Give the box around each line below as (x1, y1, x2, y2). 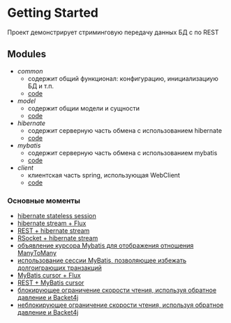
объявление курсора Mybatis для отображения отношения (17, 241, 194, 250)
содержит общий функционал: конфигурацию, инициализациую (27, 74, 218, 82)
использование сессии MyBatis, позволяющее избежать (17, 257, 187, 265)
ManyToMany (17, 249, 57, 257)
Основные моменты (7, 196, 80, 206)
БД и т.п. (27, 82, 54, 90)
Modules (7, 48, 47, 60)
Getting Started (7, 5, 99, 21)
